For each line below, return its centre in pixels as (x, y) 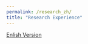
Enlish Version (24, 34)
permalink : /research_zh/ (39, 12)
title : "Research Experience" (45, 17)
